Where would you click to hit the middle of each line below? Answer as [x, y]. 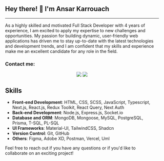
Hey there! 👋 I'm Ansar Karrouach [57, 9]
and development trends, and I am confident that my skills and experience [80, 46]
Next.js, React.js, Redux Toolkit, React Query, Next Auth [68, 107]
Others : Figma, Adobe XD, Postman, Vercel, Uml [61, 138]
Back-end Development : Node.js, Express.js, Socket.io [68, 112]
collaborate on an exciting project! [39, 153]
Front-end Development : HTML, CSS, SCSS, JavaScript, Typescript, [81, 102]
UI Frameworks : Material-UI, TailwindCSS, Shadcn [63, 128]
